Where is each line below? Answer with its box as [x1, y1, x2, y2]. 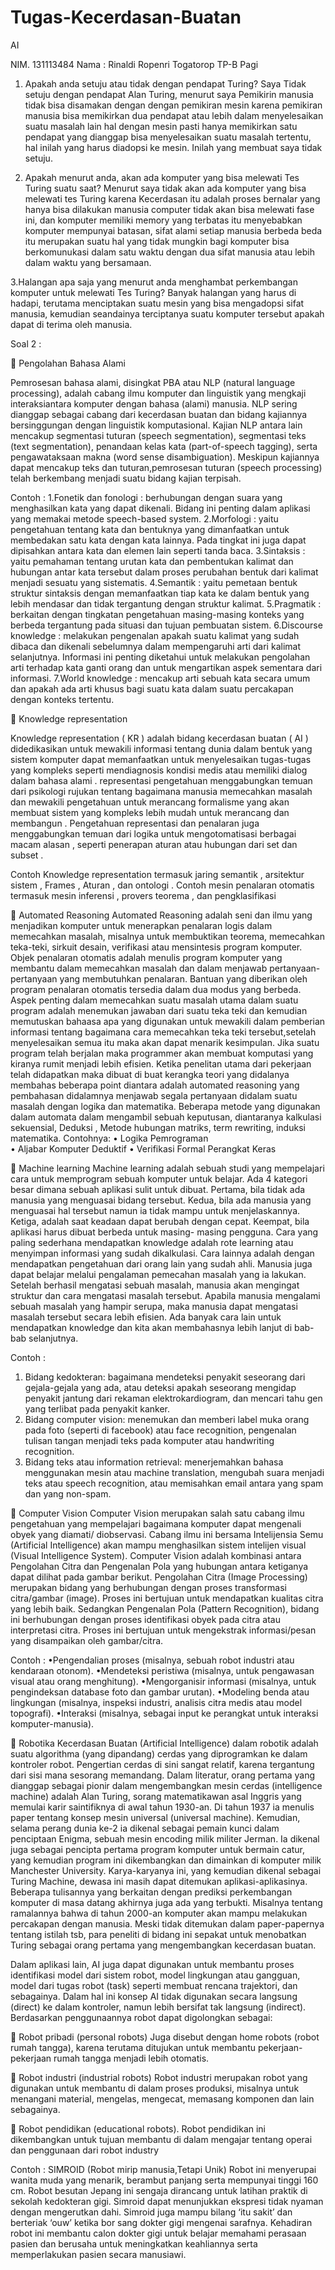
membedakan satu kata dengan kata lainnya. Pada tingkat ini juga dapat [10, 534, 307, 546]
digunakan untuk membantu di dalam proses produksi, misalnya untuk [10, 2082, 300, 2094]
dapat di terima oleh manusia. [10, 318, 133, 330]
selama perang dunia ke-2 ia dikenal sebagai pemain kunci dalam [10, 1822, 280, 1834]
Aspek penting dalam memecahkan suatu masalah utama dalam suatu [10, 994, 299, 1006]
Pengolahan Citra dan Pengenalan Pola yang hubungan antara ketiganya [10, 1560, 309, 1572]
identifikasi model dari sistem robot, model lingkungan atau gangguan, [10, 1969, 301, 1981]
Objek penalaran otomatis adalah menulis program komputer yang [10, 951, 283, 963]
